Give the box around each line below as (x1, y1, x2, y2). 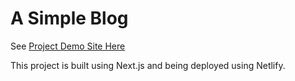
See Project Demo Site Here (10, 40, 126, 52)
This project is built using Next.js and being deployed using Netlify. (10, 59, 286, 71)
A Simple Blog (10, 7, 129, 30)
